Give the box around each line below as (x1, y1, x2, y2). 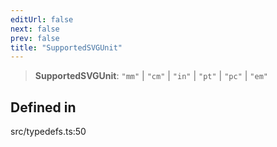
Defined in (10, 99, 77, 116)
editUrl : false (10, 14, 74, 25)
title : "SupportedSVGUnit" (10, 42, 123, 53)
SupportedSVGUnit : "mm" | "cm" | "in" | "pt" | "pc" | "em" (34, 70, 268, 82)
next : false (10, 24, 60, 34)
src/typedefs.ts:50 (10, 126, 87, 138)
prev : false (10, 33, 60, 43)
